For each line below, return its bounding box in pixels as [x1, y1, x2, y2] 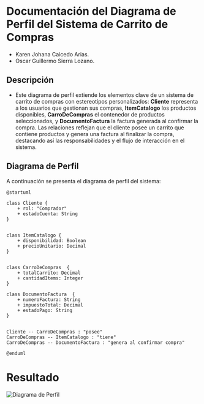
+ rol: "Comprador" [17, 205, 67, 212]
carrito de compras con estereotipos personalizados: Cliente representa [15, 97, 198, 105]
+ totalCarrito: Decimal [17, 270, 81, 276]
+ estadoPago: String [17, 307, 72, 313]
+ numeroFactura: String [17, 296, 81, 303]
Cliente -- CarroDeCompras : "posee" [6, 329, 103, 335]
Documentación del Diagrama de [6, 4, 176, 18]
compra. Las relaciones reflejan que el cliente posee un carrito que [15, 124, 184, 131]
